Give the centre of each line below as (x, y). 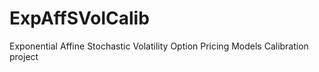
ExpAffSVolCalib (79, 18)
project (24, 56)
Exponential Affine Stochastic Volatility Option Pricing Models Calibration (159, 46)
